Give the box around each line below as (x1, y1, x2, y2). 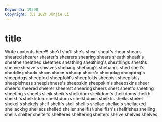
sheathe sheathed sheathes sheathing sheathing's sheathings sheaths (5, 59, 147, 65)
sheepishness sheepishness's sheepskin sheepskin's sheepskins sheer (5, 80, 150, 86)
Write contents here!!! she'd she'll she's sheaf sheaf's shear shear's (5, 49, 142, 55)
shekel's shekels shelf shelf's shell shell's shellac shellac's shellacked (5, 101, 146, 107)
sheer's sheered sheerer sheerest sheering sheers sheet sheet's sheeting (5, 85, 154, 91)
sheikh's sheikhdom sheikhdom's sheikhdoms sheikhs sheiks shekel (5, 96, 143, 102)
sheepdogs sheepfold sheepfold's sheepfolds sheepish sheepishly (5, 75, 140, 81)
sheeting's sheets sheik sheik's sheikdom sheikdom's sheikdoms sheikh (5, 91, 151, 97)
